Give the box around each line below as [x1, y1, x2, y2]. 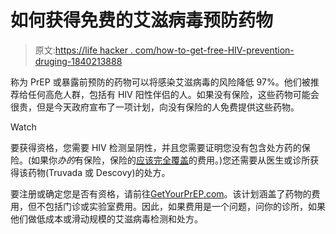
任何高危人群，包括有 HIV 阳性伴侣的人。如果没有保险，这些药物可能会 [27, 88, 320, 100]
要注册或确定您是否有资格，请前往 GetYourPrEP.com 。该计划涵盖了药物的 [10, 187, 312, 200]
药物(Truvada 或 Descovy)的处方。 [27, 166, 171, 178]
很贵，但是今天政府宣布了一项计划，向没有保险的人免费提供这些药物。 [10, 101, 300, 113]
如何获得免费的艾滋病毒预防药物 [10, 9, 274, 32]
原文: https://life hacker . [34, 44, 133, 56]
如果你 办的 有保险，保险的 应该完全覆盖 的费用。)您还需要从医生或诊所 [31, 154, 311, 166]
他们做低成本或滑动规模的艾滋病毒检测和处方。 [10, 212, 203, 225]
